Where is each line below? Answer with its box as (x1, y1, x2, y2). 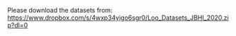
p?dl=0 (7, 21, 28, 29)
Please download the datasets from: (7, 6, 113, 14)
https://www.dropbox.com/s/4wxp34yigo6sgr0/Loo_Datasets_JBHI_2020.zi (7, 13, 229, 22)
